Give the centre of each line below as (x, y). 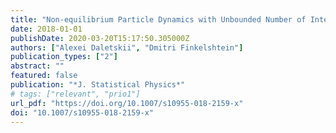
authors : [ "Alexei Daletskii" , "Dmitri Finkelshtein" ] (127, 47)
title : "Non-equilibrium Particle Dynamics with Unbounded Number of (158, 19)
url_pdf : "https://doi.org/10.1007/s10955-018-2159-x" (127, 103)
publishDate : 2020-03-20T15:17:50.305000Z (100, 38)
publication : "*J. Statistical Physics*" (98, 85)
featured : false (44, 76)
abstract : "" (37, 66)
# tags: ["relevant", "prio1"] (75, 94)
